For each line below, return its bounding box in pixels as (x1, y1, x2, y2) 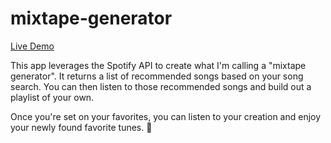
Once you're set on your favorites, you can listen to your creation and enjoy (10, 110, 322, 122)
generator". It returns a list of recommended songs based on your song (10, 70, 304, 82)
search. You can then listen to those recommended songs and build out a (10, 80, 312, 92)
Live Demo (10, 40, 55, 52)
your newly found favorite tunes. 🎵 (10, 121, 153, 133)
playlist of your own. (10, 91, 95, 103)
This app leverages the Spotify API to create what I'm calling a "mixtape (10, 59, 307, 71)
